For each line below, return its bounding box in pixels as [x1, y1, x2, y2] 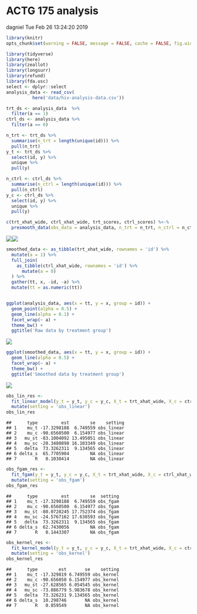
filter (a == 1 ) [11, 111, 49, 117]
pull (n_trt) [11, 143, 41, 149]
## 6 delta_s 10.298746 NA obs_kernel [6, 598, 119, 603]
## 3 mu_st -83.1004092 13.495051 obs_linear [6, 435, 125, 442]
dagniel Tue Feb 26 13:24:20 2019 [6, 24, 88, 31]
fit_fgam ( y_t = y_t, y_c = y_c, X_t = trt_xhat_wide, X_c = [11, 472, 161, 478]
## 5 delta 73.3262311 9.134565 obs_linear [6, 446, 125, 452]
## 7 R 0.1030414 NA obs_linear [6, 456, 125, 462]
